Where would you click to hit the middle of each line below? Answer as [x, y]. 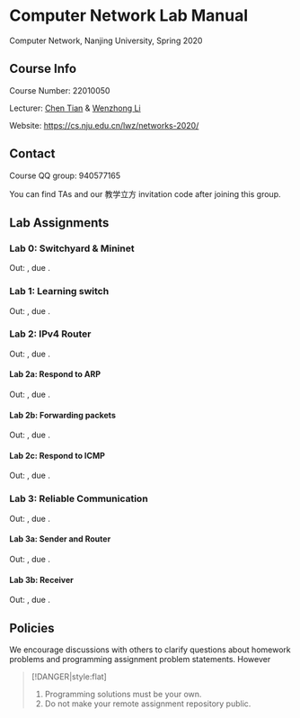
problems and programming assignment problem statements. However [140, 659]
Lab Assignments [59, 223]
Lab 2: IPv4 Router [50, 334]
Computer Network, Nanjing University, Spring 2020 [106, 40]
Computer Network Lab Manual [129, 16]
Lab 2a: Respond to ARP [55, 374]
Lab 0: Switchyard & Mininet [72, 248]
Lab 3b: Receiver [41, 579]
